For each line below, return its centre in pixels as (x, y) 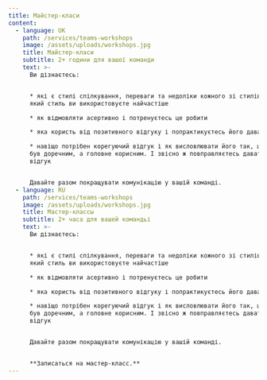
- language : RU (41, 190)
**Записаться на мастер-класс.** (85, 363)
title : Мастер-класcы (58, 212)
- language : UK (41, 30)
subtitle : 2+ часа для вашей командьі (87, 219)
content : (23, 23)
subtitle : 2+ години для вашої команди (89, 60)
